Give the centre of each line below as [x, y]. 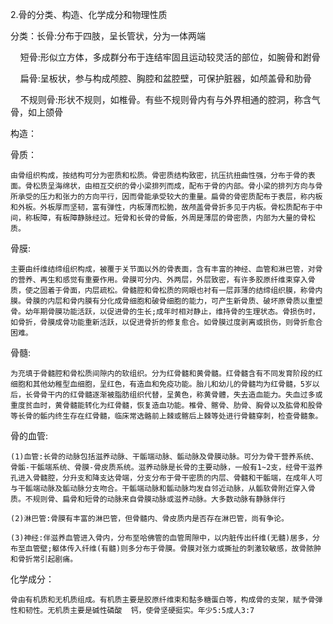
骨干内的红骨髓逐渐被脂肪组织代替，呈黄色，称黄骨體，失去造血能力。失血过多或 [181, 395]
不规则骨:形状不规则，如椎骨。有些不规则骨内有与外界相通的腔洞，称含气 [170, 99]
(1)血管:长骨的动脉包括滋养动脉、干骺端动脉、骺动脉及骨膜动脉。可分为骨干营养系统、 [164, 457]
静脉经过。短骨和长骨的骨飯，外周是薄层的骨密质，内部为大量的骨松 [196, 218]
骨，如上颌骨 [36, 112]
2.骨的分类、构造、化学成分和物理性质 [89, 14]
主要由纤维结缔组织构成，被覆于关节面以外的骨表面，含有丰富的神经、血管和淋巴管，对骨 [166, 269]
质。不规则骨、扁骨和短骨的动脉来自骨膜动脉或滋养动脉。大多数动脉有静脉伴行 [148, 499]
